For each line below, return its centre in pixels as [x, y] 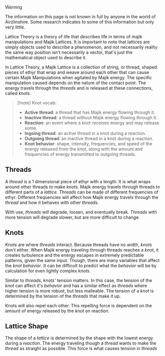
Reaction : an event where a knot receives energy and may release [92, 123]
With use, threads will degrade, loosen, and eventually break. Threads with [81, 212]
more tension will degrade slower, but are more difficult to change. [73, 217]
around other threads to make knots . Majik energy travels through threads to [82, 187]
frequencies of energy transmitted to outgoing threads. [80, 154]
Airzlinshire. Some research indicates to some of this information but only [80, 22]
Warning [14, 7]
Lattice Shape [27, 326]
